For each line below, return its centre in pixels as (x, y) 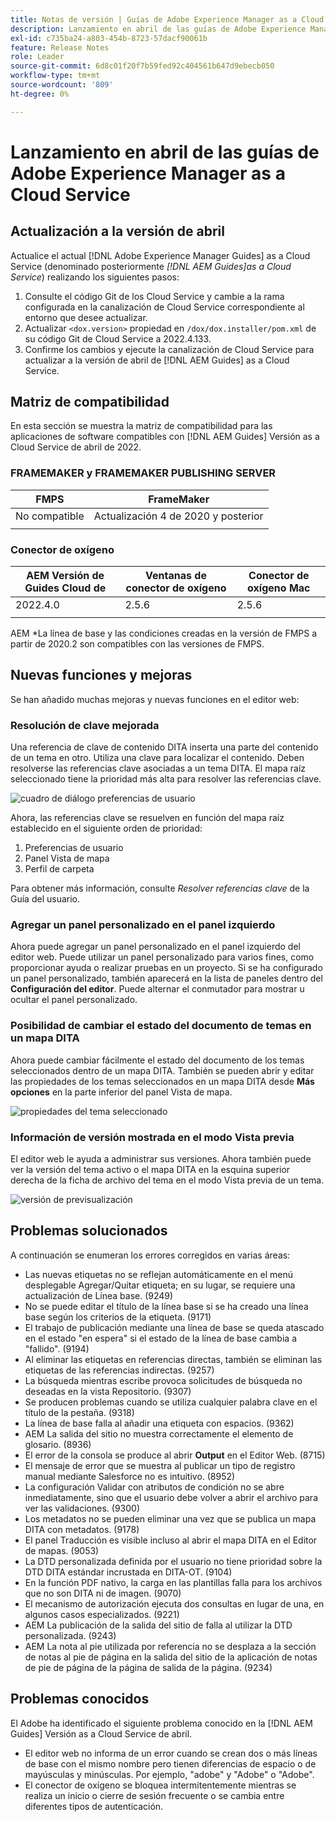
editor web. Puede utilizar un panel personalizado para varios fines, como (162, 957)
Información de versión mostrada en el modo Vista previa (152, 1137)
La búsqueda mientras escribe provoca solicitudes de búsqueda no (163, 1380)
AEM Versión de (65, 576)
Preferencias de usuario (74, 848)
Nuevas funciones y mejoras (101, 675)
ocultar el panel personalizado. (74, 1000)
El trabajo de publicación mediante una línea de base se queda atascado (174, 1327)
